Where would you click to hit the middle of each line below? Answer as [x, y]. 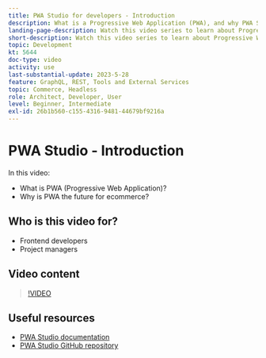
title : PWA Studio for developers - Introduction [92, 15]
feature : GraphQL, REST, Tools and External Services [99, 82]
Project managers [48, 249]
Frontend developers [54, 241]
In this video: [29, 172]
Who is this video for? [63, 222]
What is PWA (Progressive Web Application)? [93, 188]
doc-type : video [35, 60]
